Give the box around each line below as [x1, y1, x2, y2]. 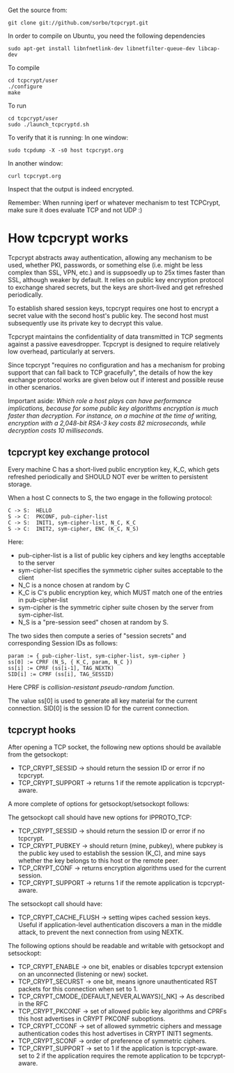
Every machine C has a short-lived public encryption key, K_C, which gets [8, 465, 220, 474]
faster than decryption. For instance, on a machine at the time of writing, [8, 411, 218, 420]
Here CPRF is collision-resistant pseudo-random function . [8, 683, 175, 691]
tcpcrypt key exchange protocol [8, 446, 150, 458]
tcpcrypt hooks [8, 724, 76, 736]
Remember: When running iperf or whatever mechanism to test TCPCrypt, [8, 198, 221, 207]
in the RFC [17, 999, 48, 1008]
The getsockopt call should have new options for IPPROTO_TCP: [8, 813, 192, 822]
